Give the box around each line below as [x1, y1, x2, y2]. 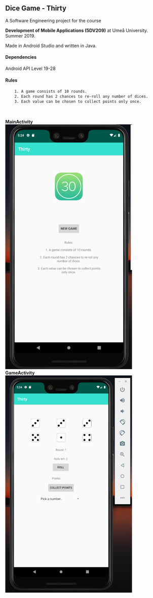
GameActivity [5, 370, 35, 376]
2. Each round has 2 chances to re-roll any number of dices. [14, 94, 148, 99]
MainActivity [5, 119, 33, 125]
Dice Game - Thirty [5, 4, 67, 13]
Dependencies [5, 54, 37, 60]
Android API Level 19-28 [5, 65, 56, 72]
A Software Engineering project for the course [5, 17, 101, 23]
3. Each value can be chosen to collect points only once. [14, 99, 142, 104]
